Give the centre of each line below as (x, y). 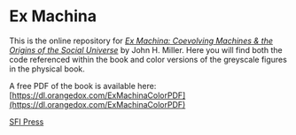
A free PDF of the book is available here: (83, 86)
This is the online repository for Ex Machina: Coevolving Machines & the (141, 41)
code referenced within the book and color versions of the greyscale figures (148, 59)
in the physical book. (47, 69)
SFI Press (27, 122)
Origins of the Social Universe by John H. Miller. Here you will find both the (146, 49)
